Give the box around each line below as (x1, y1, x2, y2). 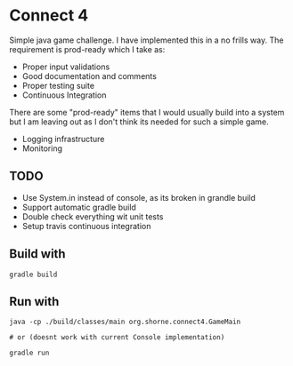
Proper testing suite (21, 80, 95, 91)
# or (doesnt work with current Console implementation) (9, 333, 225, 342)
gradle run (9, 348, 50, 358)
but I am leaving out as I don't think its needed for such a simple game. (9, 116, 269, 127)
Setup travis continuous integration (21, 220, 151, 231)
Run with (9, 294, 60, 309)
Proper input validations (21, 61, 110, 72)
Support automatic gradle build (21, 202, 136, 212)
